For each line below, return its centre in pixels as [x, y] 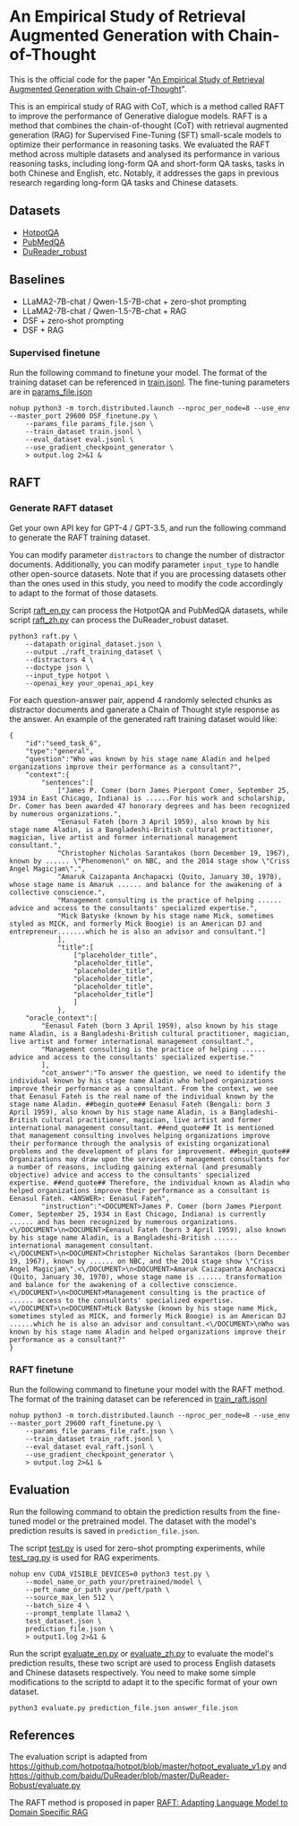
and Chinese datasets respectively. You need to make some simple [133, 1672]
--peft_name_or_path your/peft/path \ [98, 1589]
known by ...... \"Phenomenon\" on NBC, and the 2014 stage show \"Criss [150, 861]
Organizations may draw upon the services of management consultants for [150, 1159]
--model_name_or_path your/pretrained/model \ [114, 1582]
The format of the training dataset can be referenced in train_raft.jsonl [138, 1399]
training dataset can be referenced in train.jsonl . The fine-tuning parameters [150, 382]
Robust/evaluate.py [45, 1786]
